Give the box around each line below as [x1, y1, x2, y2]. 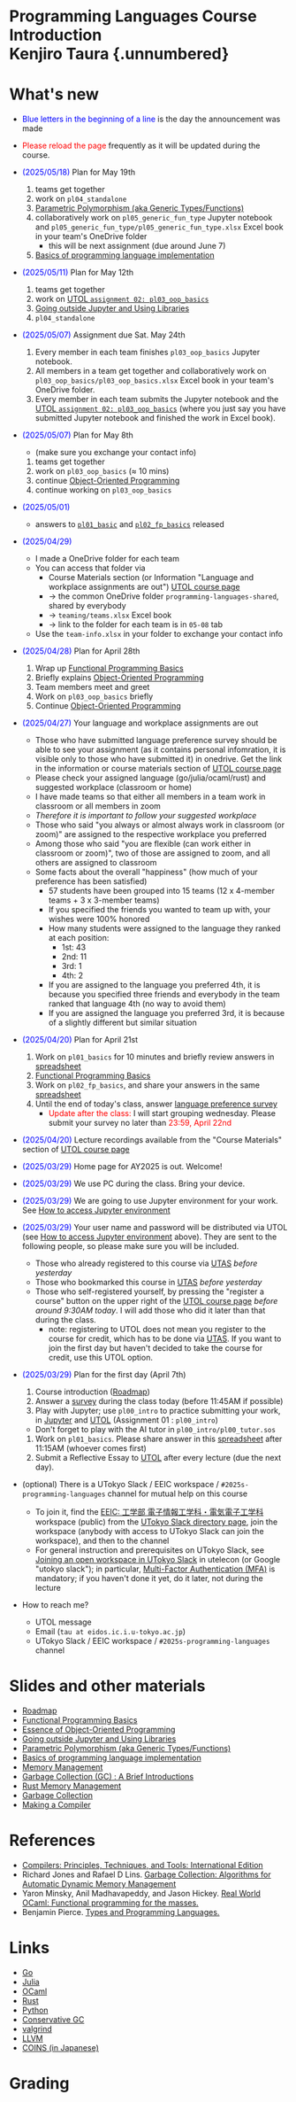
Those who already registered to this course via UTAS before [34, 1258, 258, 1268]
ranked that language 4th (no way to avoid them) [48, 998, 227, 1009]
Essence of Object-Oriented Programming [21, 1725, 176, 1735]
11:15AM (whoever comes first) [34, 1443, 148, 1454]
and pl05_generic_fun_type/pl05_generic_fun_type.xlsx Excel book [34, 221, 285, 232]
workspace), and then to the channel [34, 1535, 170, 1547]
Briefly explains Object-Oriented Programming [34, 672, 204, 683]
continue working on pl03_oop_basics [34, 485, 172, 495]
